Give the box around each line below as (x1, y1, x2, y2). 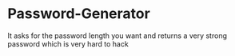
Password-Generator (7, 5, 151, 23)
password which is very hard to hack (7, 39, 129, 48)
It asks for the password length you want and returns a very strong (7, 31, 227, 40)
